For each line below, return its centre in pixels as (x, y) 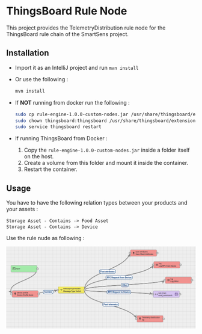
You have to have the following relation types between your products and (97, 203)
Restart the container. (50, 169)
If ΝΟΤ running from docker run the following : (72, 102)
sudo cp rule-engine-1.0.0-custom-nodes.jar (72, 114)
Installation (28, 53)
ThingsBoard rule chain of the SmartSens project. (68, 34)
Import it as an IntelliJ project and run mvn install (77, 67)
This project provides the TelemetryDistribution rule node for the (86, 28)
